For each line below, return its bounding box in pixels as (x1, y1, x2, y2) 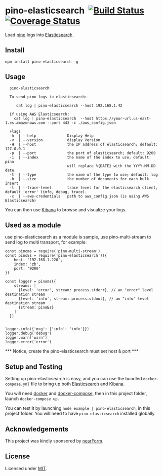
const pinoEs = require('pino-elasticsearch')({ (5, 253, 107, 258)
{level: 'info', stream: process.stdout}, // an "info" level (18, 296, 149, 301)
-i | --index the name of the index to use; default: (9, 155, 152, 160)
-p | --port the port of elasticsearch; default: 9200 (9, 151, 156, 156)
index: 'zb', (14, 262, 41, 267)
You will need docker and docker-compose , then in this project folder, (5, 391, 147, 397)
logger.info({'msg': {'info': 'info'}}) (5, 326, 90, 332)
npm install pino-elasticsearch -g (5, 59, 79, 64)
